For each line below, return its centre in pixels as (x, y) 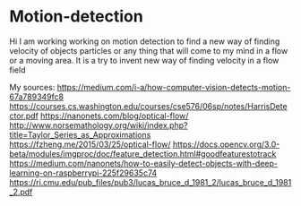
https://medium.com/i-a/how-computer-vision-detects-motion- (174, 87)
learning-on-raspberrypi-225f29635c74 (83, 173)
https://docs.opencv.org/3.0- (226, 144)
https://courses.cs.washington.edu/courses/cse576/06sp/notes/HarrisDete (149, 106)
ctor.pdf (24, 116)
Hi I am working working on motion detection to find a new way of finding (145, 41)
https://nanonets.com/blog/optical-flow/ (114, 116)
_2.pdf (21, 192)
